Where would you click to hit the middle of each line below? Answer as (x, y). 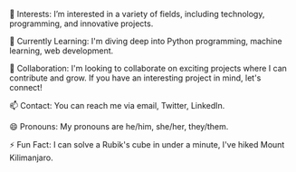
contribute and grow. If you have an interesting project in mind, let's (135, 78)
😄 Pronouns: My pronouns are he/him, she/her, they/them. (119, 126)
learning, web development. (62, 51)
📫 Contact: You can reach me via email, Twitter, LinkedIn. (117, 105)
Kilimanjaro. (31, 158)
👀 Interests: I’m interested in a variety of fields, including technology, (137, 14)
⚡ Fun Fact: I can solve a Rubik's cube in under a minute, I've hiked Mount (147, 144)
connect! (26, 87)
